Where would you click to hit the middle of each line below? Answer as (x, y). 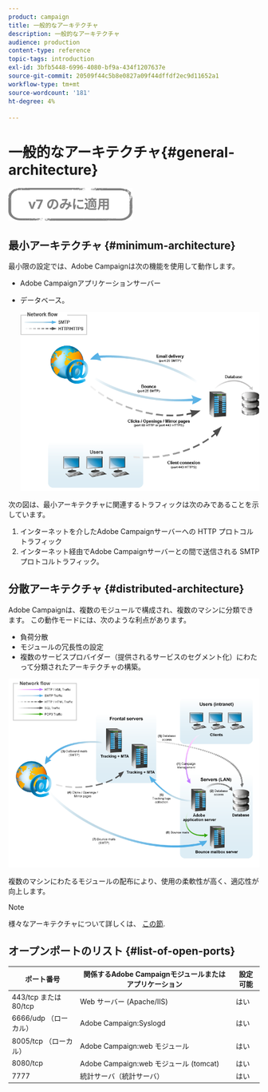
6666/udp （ (33, 1018)
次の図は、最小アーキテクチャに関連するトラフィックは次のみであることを (130, 504)
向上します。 (29, 891)
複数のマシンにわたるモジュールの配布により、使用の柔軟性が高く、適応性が (134, 881)
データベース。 (44, 300)
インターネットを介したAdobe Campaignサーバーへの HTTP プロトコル (136, 531)
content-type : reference (49, 51)
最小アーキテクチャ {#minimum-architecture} (122, 245)
